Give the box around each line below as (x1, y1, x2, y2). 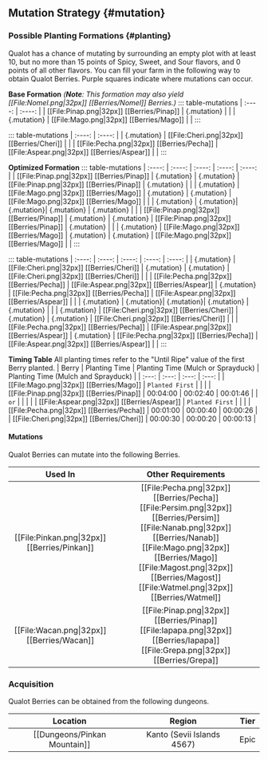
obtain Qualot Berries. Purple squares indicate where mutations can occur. (8, 73, 254, 83)
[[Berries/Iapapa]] (152, 634, 221, 645)
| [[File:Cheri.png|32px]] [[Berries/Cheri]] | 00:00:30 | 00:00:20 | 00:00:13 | (8, 414, 257, 423)
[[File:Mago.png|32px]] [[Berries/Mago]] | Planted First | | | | (8, 380, 211, 389)
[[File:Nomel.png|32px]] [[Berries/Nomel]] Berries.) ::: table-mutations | (8, 97, 243, 107)
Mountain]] (49, 739, 91, 750)
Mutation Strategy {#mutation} (8, 6, 166, 20)
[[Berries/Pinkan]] (26, 541, 94, 553)
